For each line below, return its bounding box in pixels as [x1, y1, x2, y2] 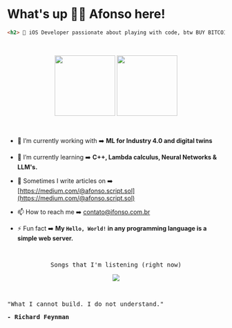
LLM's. [17, 162, 38, 171]
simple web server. [17, 234, 74, 242]
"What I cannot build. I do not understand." [7, 300, 164, 308]
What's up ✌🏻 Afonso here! [7, 6, 166, 22]
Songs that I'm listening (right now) [50, 260, 182, 269]
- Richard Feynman [7, 313, 70, 320]
